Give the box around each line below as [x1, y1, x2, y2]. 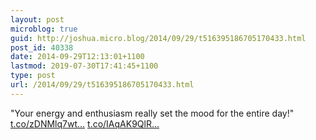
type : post [10, 71, 56, 81]
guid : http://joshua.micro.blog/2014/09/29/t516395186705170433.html [10, 33, 307, 43]
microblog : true [10, 24, 78, 34]
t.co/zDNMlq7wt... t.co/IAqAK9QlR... [10, 117, 160, 130]
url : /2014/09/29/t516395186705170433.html [10, 80, 195, 90]
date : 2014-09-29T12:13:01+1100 [10, 52, 145, 62]
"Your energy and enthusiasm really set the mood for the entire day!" [10, 107, 295, 119]
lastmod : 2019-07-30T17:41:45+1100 [10, 61, 159, 71]
